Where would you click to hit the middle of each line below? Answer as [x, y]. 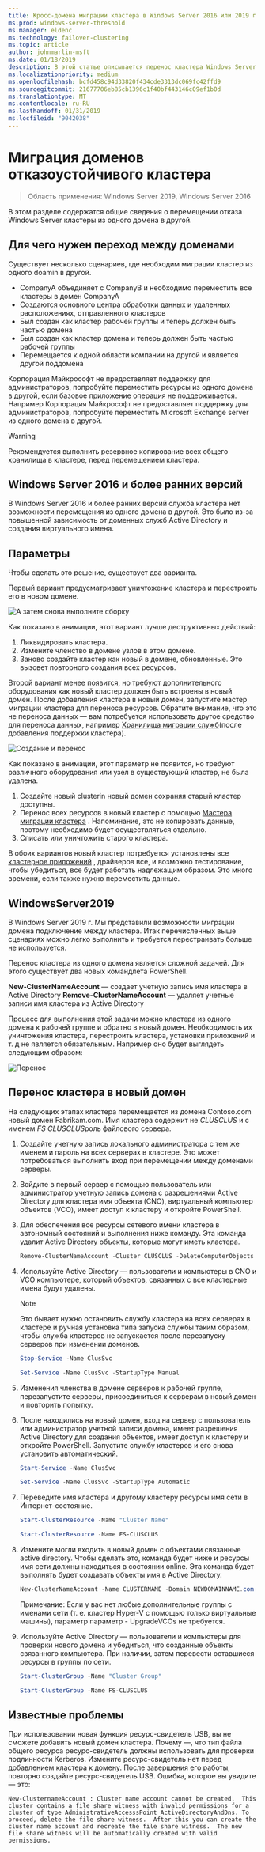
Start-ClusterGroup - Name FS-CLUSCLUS [83, 1690]
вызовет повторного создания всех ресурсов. [98, 667]
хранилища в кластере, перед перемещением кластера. [104, 459]
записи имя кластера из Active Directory [76, 1003]
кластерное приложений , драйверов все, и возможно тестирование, [126, 862]
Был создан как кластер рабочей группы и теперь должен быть [128, 321]
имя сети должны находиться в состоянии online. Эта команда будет [137, 1566]
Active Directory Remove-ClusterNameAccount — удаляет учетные [121, 995]
